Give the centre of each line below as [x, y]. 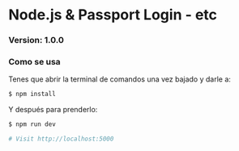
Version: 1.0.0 [36, 40]
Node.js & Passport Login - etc [113, 15]
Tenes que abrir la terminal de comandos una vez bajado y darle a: [119, 79]
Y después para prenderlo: [53, 110]
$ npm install [32, 94]
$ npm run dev [32, 124]
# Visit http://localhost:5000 [61, 139]
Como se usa [34, 62]
